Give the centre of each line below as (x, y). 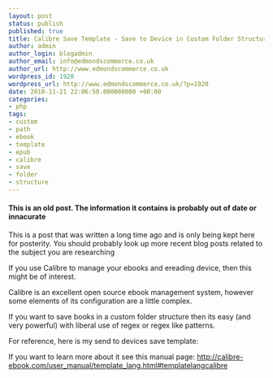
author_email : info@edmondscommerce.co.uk (81, 62)
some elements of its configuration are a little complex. (100, 301)
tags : (17, 115)
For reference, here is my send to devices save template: (104, 341)
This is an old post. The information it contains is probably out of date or (133, 208)
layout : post (30, 16)
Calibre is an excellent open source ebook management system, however (131, 293)
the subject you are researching (62, 252)
